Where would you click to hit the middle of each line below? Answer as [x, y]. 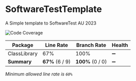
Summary [20, 61]
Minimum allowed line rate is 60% [39, 74]
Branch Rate [91, 45]
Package [23, 45]
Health [120, 45]
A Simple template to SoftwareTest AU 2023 [51, 23]
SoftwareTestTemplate [54, 9]
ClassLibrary [23, 53]
